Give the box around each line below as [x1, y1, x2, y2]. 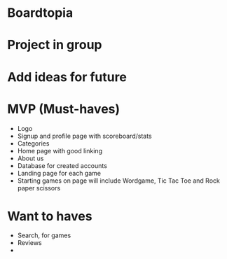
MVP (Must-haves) [7, 101, 121, 117]
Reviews [17, 239, 42, 247]
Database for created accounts [17, 161, 107, 169]
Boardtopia [7, 5, 74, 21]
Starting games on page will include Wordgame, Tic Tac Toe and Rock [17, 176, 221, 185]
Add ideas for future [7, 69, 128, 85]
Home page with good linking [17, 146, 103, 155]
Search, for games [17, 231, 71, 239]
